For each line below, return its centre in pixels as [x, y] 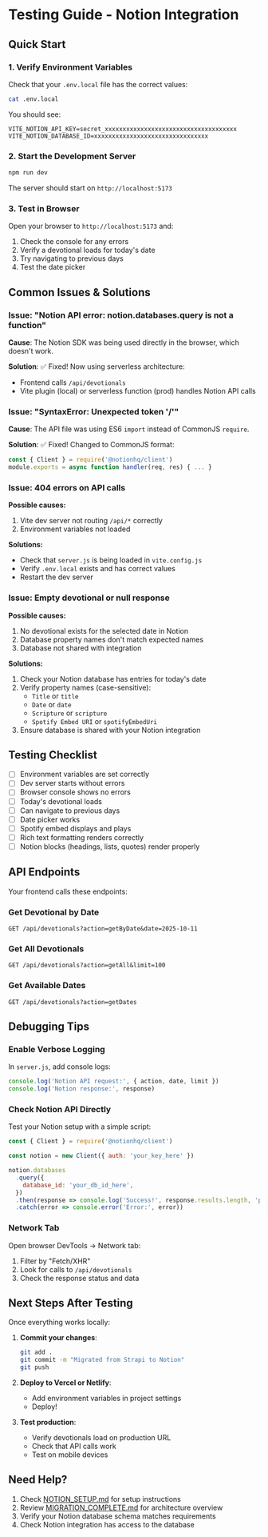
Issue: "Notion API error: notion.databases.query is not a [121, 315]
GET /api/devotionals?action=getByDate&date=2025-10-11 [103, 929]
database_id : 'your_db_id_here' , [78, 1185]
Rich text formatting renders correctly [82, 837]
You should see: [35, 114]
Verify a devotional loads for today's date [87, 250]
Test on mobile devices [70, 1455]
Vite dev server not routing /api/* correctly [91, 521]
